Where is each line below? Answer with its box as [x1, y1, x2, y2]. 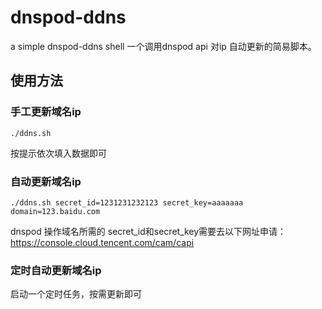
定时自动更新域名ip [10, 263, 102, 277]
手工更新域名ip [10, 105, 82, 119]
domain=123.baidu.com [10, 206, 101, 216]
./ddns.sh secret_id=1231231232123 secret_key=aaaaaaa [10, 197, 244, 208]
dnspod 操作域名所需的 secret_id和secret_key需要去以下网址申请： [10, 225, 287, 237]
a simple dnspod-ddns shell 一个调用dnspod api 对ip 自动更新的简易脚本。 [10, 40, 317, 52]
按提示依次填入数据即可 [10, 147, 107, 159]
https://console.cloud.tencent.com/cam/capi [10, 236, 195, 248]
